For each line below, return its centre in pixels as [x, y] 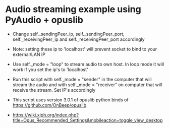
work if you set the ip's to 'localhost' [50, 70]
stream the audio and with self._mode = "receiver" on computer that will [87, 85]
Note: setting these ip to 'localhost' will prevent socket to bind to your [85, 49]
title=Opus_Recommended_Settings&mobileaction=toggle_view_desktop [88, 120]
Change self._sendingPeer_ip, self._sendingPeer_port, [68, 34]
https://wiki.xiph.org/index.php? [46, 115]
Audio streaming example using [73, 9]
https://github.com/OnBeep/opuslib [49, 105]
